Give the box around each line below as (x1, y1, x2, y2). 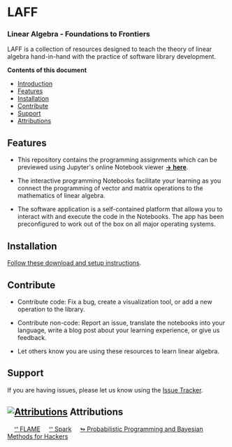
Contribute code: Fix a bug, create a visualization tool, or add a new (17, 297, 212, 306)
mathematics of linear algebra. (17, 192, 106, 200)
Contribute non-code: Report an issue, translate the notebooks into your (17, 318, 226, 327)
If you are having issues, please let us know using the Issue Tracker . (7, 385, 203, 394)
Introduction (17, 80, 53, 88)
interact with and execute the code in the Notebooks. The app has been (17, 213, 224, 221)
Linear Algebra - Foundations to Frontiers (7, 29, 150, 39)
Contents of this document (7, 66, 87, 74)
